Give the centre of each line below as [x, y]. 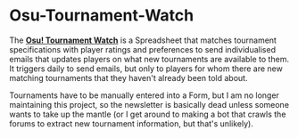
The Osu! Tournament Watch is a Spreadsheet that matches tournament [143, 40]
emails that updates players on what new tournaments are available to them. [149, 59]
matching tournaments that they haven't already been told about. [128, 77]
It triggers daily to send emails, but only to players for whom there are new [146, 69]
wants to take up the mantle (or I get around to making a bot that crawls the [148, 114]
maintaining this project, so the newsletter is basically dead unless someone [149, 104]
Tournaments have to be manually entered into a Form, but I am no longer [144, 95]
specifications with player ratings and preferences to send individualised [143, 49]
